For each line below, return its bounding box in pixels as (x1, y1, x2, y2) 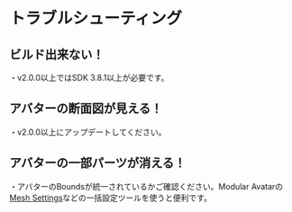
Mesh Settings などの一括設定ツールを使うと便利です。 (9, 192, 212, 203)
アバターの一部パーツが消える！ (9, 155, 187, 171)
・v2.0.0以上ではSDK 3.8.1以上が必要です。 (9, 73, 169, 83)
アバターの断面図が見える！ (9, 101, 163, 117)
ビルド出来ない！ (9, 47, 105, 62)
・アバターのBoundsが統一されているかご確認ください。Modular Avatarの (9, 181, 284, 191)
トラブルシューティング (9, 8, 183, 29)
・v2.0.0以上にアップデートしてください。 (9, 127, 167, 137)
